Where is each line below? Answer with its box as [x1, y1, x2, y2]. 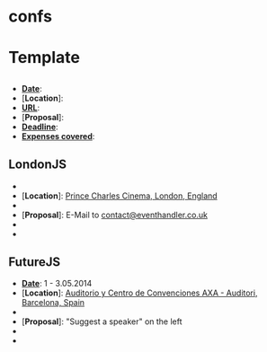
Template [8, 48, 80, 68]
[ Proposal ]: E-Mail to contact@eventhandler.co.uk [21, 209, 209, 220]
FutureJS [8, 254, 61, 269]
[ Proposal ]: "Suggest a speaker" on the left [21, 316, 182, 327]
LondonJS [8, 157, 67, 172]
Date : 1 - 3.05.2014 [21, 278, 93, 289]
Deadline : [21, 121, 59, 132]
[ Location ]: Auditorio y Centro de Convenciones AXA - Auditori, [21, 287, 258, 298]
